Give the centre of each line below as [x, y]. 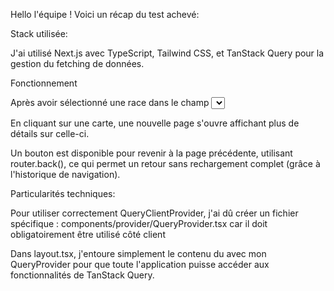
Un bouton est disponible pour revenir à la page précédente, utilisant [151, 153]
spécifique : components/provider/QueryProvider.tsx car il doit [139, 223]
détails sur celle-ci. [50, 133]
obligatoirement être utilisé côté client [88, 234]
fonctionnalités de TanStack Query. [82, 275]
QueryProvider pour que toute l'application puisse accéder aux [140, 264]
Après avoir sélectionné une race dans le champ [110, 102]
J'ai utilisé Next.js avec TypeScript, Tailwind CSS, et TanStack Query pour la [167, 53]
